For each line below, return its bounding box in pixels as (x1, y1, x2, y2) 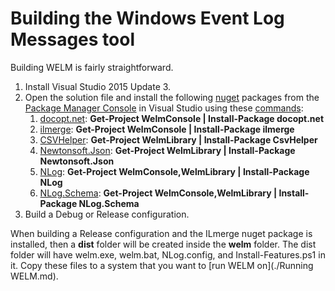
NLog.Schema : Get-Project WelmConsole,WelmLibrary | (39, 187, 278, 199)
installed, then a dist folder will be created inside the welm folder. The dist (10, 238, 317, 250)
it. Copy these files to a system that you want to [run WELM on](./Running (10, 259, 314, 271)
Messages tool (10, 28, 135, 51)
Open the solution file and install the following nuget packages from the (24, 91, 320, 103)
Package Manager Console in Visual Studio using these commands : (24, 102, 304, 114)
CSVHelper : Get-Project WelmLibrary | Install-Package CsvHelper (39, 133, 318, 146)
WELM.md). (10, 270, 59, 282)
